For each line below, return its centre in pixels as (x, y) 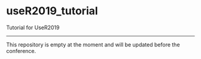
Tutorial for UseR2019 (33, 27)
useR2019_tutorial (52, 11)
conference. (21, 51)
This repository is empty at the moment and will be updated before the (93, 44)
